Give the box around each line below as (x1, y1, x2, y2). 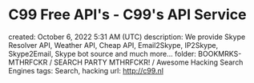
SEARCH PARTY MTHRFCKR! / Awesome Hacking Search (53, 57, 244, 67)
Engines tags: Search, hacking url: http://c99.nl (8, 65, 164, 75)
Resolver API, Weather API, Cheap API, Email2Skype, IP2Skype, (8, 40, 219, 49)
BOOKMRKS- (197, 49, 242, 58)
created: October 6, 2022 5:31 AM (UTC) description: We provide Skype (8, 32, 246, 41)
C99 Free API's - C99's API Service (8, 6, 247, 24)
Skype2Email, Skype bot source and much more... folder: (8, 49, 196, 58)
